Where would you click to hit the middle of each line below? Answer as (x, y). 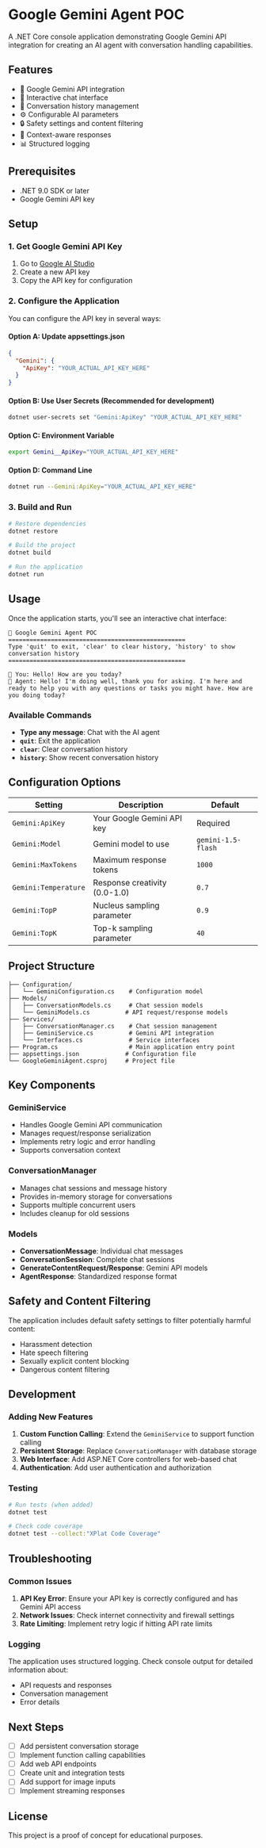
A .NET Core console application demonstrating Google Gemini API (118, 36)
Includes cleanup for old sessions (74, 1213)
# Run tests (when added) (51, 1505)
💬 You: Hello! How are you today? (65, 674)
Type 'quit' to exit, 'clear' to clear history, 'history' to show (122, 647)
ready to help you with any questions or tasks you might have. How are (131, 688)
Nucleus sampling (126, 905)
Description (141, 805)
